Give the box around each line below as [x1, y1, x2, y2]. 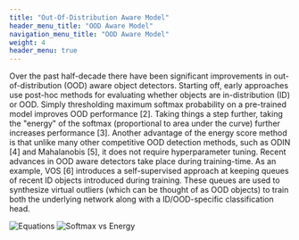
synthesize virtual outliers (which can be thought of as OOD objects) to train [9, 185, 289, 195]
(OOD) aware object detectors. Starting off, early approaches [63, 80, 288, 91]
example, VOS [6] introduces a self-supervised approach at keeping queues [9, 166, 289, 177]
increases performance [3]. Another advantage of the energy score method [9, 128, 287, 138]
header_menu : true [9, 46, 78, 55]
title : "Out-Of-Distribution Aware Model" [9, 12, 170, 22]
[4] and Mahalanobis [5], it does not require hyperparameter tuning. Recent [9, 146, 287, 157]
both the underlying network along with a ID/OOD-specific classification [9, 194, 274, 205]
